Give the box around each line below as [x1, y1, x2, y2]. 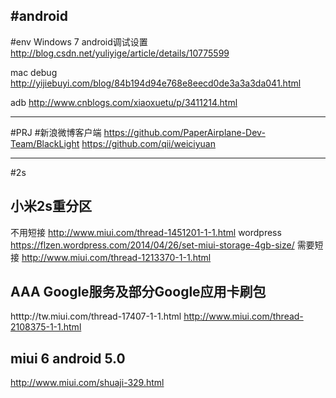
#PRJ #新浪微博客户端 [10, 126, 102, 138]
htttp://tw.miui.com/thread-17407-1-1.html [10, 310, 182, 323]
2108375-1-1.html [10, 321, 82, 333]
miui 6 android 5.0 [10, 350, 126, 367]
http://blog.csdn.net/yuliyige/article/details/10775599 [10, 47, 230, 59]
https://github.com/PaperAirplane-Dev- [103, 126, 266, 138]
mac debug [10, 66, 58, 78]
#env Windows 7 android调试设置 [10, 35, 148, 48]
